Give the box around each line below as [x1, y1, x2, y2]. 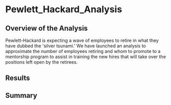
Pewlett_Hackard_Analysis [5, 4, 122, 15]
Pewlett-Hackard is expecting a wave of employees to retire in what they [5, 37, 159, 43]
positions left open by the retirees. [5, 59, 78, 65]
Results [5, 74, 30, 83]
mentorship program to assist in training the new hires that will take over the [5, 54, 166, 60]
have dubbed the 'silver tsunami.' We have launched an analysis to [5, 43, 146, 49]
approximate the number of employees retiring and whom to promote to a [5, 48, 161, 54]
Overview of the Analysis [5, 24, 88, 33]
